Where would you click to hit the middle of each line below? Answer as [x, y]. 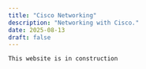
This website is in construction [63, 59]
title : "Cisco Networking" [52, 15]
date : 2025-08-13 [37, 30]
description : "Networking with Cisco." [74, 23]
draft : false [30, 37]
